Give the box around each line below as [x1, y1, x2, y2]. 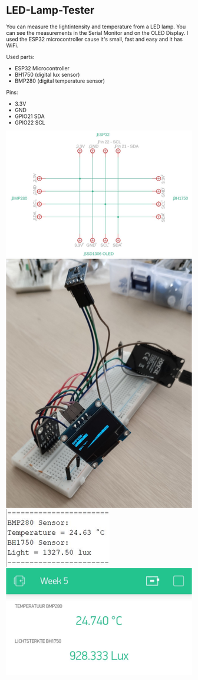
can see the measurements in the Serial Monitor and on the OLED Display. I [6, 29, 189, 36]
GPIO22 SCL [14, 119, 45, 126]
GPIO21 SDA [14, 113, 45, 120]
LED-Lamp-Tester [6, 4, 95, 17]
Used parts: [6, 53, 35, 60]
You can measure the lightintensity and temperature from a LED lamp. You [6, 23, 186, 30]
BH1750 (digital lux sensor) [14, 71, 80, 78]
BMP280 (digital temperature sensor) [14, 77, 105, 84]
